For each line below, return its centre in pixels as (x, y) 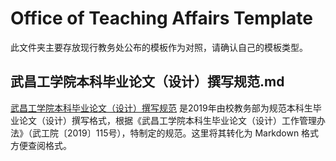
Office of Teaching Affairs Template (161, 18)
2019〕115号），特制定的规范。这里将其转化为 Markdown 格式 (193, 133)
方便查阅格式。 (41, 145)
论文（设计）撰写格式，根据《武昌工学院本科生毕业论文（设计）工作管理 (167, 120)
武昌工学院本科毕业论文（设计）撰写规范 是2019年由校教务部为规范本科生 (161, 108)
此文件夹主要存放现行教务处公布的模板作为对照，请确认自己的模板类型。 (159, 47)
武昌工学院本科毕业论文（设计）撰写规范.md (147, 82)
